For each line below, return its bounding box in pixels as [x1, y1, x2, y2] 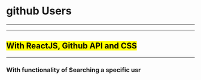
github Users [6, 4, 72, 18]
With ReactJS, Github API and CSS [6, 41, 138, 51]
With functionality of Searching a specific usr [6, 66, 141, 74]
